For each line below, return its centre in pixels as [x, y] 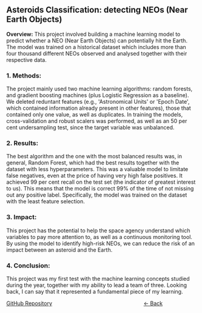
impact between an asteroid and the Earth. [59, 250]
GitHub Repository [29, 303]
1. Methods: [24, 75]
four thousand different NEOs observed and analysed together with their [97, 53]
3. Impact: [22, 217]
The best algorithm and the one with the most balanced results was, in [94, 156]
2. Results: [22, 143]
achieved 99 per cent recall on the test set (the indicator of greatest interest [101, 182]
